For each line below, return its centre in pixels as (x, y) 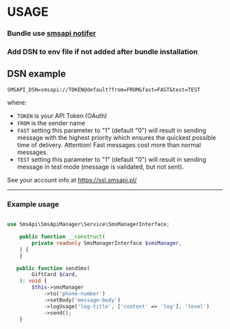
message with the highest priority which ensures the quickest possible (116, 137)
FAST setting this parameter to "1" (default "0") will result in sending (112, 130)
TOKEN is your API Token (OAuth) (62, 115)
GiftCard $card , (55, 275)
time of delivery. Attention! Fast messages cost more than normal (109, 145)
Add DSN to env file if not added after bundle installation (103, 52)
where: (17, 102)
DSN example (37, 74)
